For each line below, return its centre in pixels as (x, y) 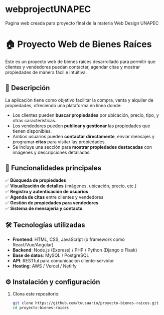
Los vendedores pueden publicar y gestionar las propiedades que (81, 126)
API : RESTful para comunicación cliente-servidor (63, 261)
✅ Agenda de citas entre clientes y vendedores (54, 197)
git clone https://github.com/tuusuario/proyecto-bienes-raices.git (86, 303)
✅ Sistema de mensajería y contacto (44, 208)
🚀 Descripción (28, 88)
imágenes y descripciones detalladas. (52, 152)
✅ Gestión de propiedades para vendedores (52, 203)
